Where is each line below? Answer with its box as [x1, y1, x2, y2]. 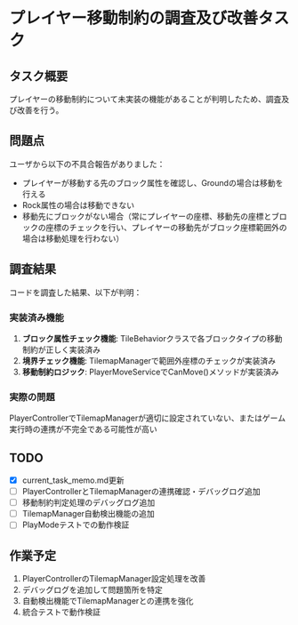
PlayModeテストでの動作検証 [21, 519, 130, 530]
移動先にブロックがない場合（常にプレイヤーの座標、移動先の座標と [21, 211, 272, 221]
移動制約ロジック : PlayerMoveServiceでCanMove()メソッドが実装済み [21, 366, 279, 377]
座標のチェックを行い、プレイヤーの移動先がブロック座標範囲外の [45, 221, 287, 232]
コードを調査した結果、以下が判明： [9, 286, 142, 298]
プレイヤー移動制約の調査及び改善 [9, 8, 259, 28]
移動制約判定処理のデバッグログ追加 [21, 497, 156, 508]
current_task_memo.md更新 [21, 475, 125, 485]
